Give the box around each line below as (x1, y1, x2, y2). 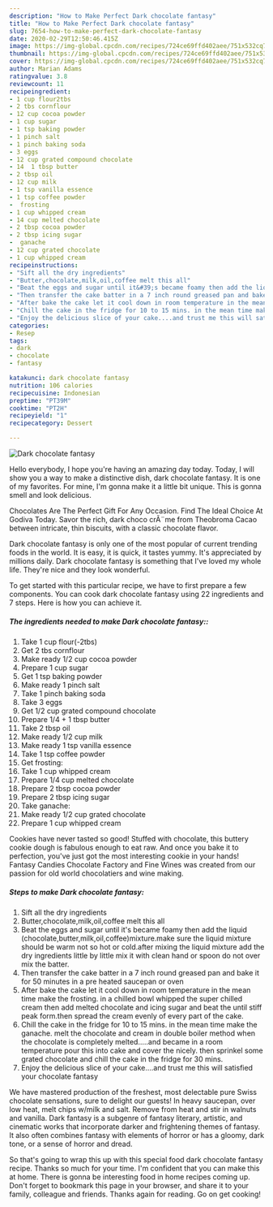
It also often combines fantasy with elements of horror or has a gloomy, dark (9, 1130, 265, 1140)
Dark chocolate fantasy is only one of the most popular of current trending (9, 539, 258, 548)
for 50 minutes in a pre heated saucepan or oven (20, 976, 185, 986)
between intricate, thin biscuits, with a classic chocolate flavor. (9, 523, 219, 533)
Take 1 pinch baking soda (20, 688, 106, 699)
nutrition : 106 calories (9, 381, 93, 390)
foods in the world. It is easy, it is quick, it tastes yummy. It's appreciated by (9, 547, 262, 557)
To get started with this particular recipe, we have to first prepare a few (9, 581, 247, 590)
